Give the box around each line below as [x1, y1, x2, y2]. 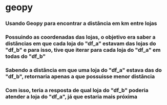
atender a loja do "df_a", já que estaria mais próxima [5, 93, 137, 100]
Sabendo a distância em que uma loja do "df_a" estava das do [5, 66, 162, 73]
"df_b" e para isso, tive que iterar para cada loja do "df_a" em [5, 47, 161, 54]
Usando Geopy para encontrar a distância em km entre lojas [5, 20, 157, 27]
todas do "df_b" [5, 53, 46, 60]
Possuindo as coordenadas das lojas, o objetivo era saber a [5, 34, 156, 41]
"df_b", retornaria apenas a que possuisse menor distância [5, 73, 155, 80]
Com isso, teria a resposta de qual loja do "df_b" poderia [5, 87, 149, 94]
